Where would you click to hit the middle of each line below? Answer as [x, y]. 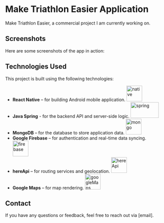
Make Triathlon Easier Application [77, 9]
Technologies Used [36, 67]
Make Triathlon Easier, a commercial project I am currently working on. [78, 23]
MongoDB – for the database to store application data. [68, 132]
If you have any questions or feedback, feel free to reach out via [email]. [79, 215]
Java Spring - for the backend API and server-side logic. [71, 116]
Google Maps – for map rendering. [48, 187]
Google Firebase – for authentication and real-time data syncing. [79, 138]
